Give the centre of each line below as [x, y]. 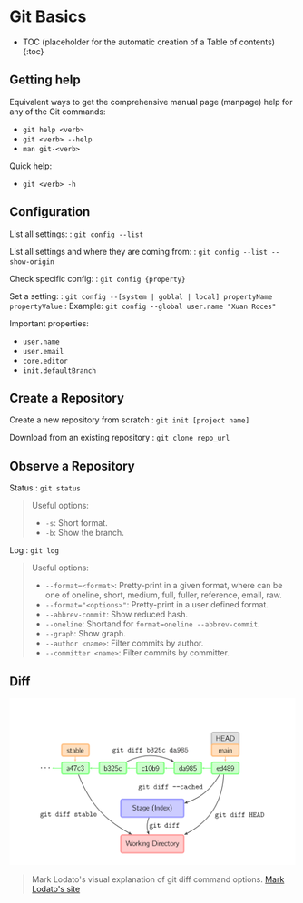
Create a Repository [67, 398]
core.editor [45, 361]
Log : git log [34, 550]
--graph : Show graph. [86, 634]
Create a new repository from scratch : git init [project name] [130, 420]
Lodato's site [56, 889]
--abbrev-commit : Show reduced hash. [117, 615]
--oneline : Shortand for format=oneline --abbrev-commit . [152, 624]
